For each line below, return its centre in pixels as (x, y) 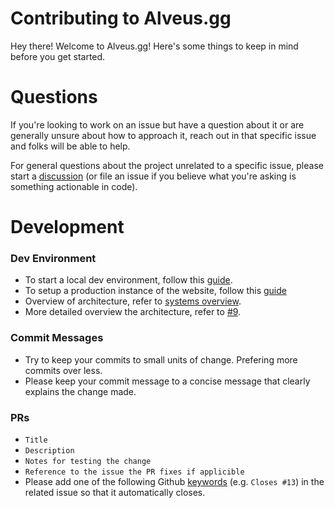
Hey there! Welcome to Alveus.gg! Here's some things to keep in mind (154, 46)
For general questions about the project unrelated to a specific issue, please (167, 165)
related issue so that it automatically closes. (115, 492)
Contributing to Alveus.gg (121, 18)
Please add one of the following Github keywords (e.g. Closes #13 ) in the (174, 481)
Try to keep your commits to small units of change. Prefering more (161, 359)
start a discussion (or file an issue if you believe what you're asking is (153, 176)
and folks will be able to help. (70, 146)
